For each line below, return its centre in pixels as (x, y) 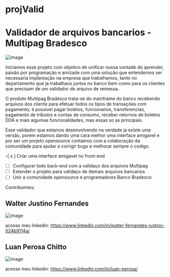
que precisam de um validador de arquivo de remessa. (62, 89)
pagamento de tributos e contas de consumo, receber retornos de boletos (83, 115)
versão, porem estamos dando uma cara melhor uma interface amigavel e (82, 135)
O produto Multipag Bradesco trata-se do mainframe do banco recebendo (83, 99)
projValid (25, 9)
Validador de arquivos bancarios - (78, 33)
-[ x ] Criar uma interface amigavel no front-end (55, 156)
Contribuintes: (20, 187)
